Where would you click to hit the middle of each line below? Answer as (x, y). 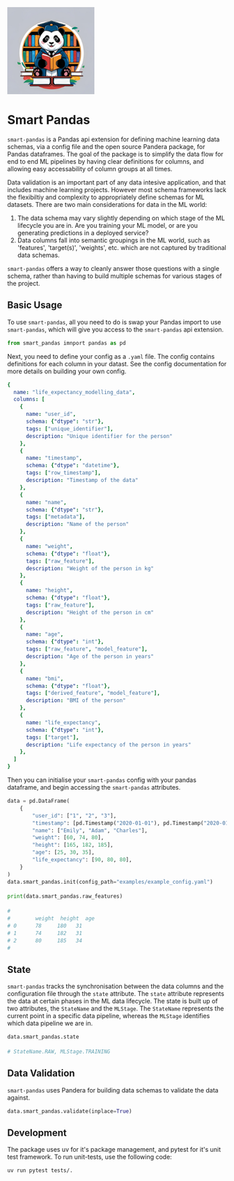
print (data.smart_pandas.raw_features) (65, 897)
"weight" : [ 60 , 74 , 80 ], (68, 838)
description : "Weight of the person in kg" (90, 568)
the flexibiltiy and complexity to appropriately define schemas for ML (106, 197)
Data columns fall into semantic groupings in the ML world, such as (114, 240)
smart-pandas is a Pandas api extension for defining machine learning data (114, 139)
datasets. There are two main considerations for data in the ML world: (107, 204)
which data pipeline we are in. (50, 1024)
